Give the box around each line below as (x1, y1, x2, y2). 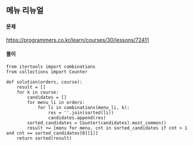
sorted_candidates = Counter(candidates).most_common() (27, 120, 167, 126)
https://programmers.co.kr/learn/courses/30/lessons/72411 (6, 36, 150, 43)
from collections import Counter (6, 69, 88, 75)
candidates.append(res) (48, 114, 107, 121)
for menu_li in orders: (27, 99, 85, 105)
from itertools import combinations (6, 64, 96, 69)
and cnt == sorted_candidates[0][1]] (6, 130, 99, 136)
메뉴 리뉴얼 (6, 5, 44, 16)
